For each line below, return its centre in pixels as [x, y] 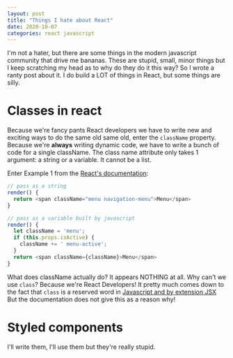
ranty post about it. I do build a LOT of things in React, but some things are [114, 75]
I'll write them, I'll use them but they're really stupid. [81, 347]
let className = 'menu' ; [49, 231]
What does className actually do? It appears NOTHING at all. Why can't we [117, 277]
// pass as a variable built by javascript [71, 218]
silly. [14, 83]
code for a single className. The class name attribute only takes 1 [103, 152]
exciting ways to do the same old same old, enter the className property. [112, 137]
